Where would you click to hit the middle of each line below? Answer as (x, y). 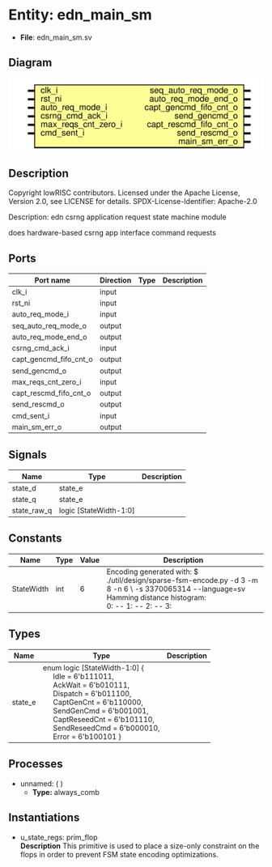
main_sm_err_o (37, 427)
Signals (28, 455)
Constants (35, 539)
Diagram (30, 63)
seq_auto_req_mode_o (49, 325)
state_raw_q (32, 511)
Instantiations (44, 818)
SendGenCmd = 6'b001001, (101, 711)
